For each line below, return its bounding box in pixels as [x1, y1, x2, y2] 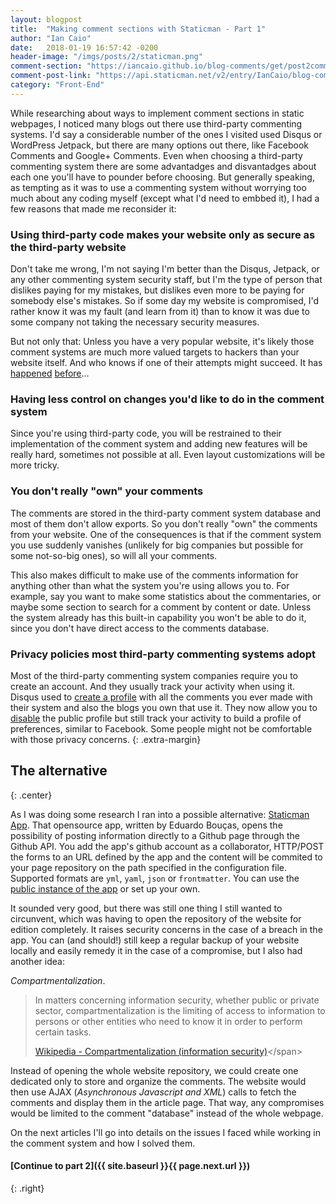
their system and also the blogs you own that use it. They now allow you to [10, 701, 318, 713]
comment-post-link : [10, 71, 92, 81]
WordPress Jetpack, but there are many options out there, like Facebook [10, 139, 309, 151]
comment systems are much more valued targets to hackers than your [10, 346, 300, 358]
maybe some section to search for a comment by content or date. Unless [10, 601, 312, 613]
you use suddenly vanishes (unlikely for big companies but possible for [10, 539, 304, 551]
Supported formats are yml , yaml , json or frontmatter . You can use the [10, 872, 300, 884]
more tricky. [10, 459, 60, 471]
